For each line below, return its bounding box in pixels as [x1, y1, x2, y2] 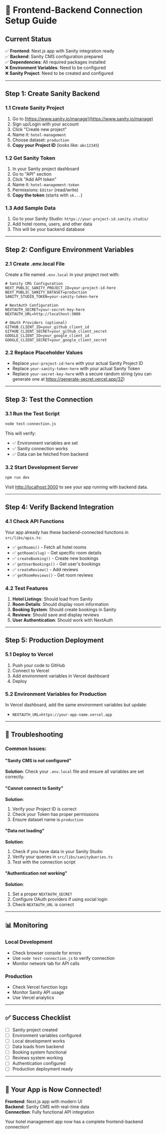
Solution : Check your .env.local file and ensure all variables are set [5, 769, 144, 775]
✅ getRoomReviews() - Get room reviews [12, 572, 93, 578]
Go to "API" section [12, 171, 52, 177]
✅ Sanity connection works [12, 445, 68, 451]
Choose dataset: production [12, 136, 70, 143]
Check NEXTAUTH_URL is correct [12, 902, 74, 908]
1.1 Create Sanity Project [5, 104, 64, 111]
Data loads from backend [12, 1044, 64, 1050]
